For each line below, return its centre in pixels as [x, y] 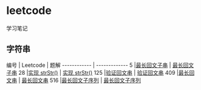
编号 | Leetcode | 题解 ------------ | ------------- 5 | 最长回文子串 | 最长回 [97, 65]
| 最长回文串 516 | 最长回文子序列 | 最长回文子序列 [80, 80]
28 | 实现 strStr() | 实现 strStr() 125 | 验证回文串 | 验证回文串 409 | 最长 [104, 72]
